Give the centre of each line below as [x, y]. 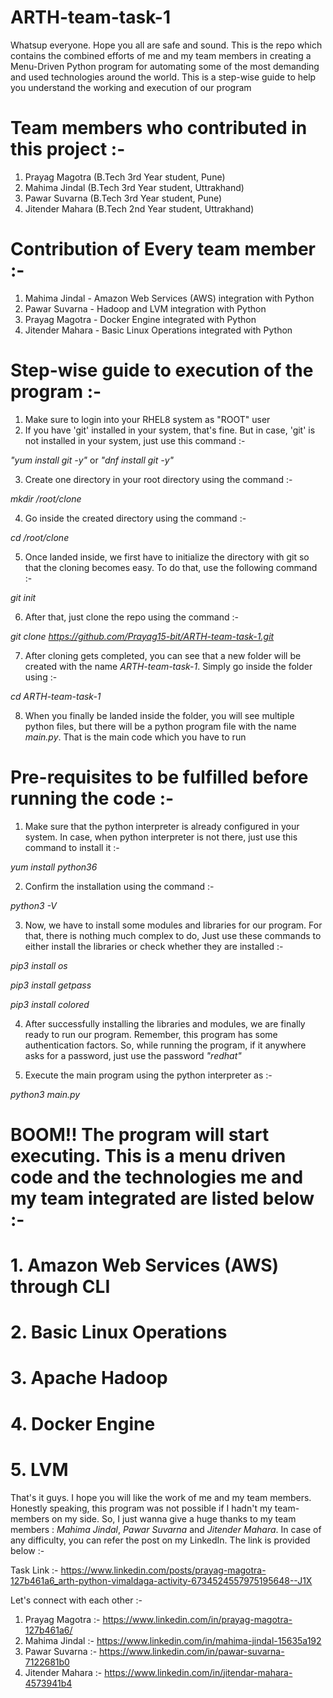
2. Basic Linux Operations [119, 1332]
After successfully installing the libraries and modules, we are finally [165, 1023]
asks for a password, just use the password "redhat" [133, 1055]
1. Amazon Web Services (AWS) [145, 1265]
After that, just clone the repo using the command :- [131, 617]
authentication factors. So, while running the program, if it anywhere [165, 1045]
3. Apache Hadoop [89, 1378]
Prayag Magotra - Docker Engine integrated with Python [140, 319]
